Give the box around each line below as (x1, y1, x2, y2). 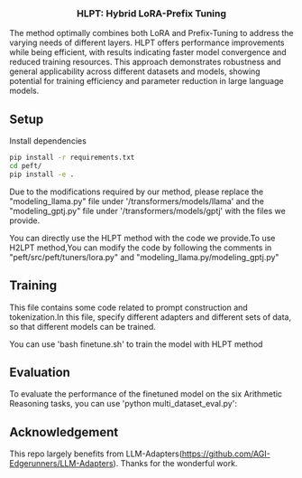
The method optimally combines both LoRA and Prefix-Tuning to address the (9, 28, 294, 39)
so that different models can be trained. (9, 321, 156, 332)
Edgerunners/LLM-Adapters (9, 458, 114, 469)
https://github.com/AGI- (181, 448, 270, 459)
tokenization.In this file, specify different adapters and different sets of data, (9, 311, 292, 323)
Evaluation (9, 364, 70, 380)
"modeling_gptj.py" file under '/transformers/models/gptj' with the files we (9, 205, 286, 216)
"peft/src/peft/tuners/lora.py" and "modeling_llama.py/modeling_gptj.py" (9, 251, 279, 262)
